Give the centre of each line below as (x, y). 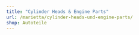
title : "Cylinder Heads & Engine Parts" (58, 12)
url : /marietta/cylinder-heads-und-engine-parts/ (70, 17)
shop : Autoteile (26, 23)
